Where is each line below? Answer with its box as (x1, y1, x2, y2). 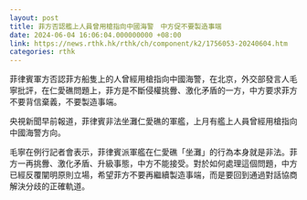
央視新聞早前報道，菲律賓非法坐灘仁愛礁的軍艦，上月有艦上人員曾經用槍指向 (9, 116, 298, 127)
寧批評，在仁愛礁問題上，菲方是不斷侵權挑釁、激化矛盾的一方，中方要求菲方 (9, 85, 298, 96)
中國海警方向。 (9, 127, 66, 138)
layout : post (9, 13, 59, 23)
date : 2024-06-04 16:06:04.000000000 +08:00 (9, 30, 182, 39)
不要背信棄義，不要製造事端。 (9, 97, 122, 108)
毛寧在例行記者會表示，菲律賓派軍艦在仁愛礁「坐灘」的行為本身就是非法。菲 (9, 147, 298, 158)
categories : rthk (9, 47, 76, 57)
